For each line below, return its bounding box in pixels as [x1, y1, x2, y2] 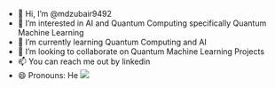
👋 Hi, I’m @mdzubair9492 [17, 9, 113, 19]
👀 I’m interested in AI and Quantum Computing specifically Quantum [17, 18, 267, 28]
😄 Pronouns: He [17, 70, 78, 80]
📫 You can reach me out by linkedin [17, 56, 151, 67]
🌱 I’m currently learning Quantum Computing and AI [17, 36, 207, 47]
